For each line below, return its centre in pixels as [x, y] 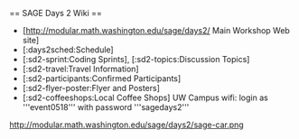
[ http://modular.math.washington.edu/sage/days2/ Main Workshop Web [156, 30]
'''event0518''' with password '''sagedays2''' [106, 107]
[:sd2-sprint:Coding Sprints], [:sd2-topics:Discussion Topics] [136, 59]
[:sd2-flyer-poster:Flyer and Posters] [91, 88]
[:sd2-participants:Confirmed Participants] [102, 79]
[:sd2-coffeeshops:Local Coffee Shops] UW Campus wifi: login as [145, 97]
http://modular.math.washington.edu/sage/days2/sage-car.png [126, 125]
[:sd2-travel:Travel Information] [80, 69]
